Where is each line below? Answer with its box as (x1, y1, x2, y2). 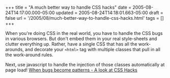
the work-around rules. (5, 52, 53, 58)
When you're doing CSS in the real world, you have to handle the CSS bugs (5, 30, 163, 36)
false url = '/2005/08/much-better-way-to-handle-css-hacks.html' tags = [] (5, 15, 164, 21)
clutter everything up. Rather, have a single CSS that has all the (5, 41, 137, 47)
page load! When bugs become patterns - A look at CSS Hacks (5, 67, 137, 73)
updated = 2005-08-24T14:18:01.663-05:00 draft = (55, 10, 164, 16)
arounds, (5, 47, 24, 52)
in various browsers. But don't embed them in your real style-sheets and (5, 35, 157, 42)
